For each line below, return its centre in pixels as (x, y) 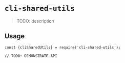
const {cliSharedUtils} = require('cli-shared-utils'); (62, 47)
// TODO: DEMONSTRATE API (31, 56)
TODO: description (35, 21)
